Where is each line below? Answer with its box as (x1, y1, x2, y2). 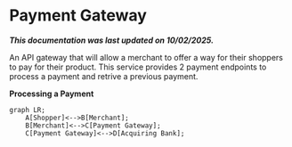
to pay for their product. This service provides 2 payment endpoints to (9, 61, 267, 72)
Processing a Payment (9, 88, 94, 99)
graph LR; (9, 105, 46, 114)
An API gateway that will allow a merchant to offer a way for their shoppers (9, 52, 283, 62)
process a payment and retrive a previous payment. (9, 70, 199, 81)
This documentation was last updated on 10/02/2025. (9, 35, 215, 45)
